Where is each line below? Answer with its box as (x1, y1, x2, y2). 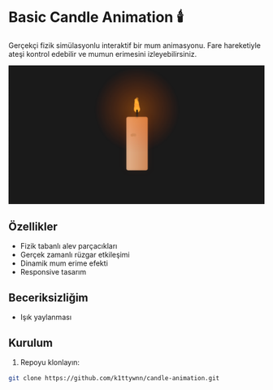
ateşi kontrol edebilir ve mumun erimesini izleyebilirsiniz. (8, 49, 197, 58)
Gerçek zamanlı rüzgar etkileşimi (19, 250, 130, 260)
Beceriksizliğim (8, 291, 89, 305)
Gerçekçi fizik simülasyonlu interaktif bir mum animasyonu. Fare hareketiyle (8, 40, 262, 50)
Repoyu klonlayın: (19, 357, 80, 367)
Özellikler (8, 220, 58, 233)
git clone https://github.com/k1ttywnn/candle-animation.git (8, 375, 220, 383)
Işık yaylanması (19, 312, 71, 323)
